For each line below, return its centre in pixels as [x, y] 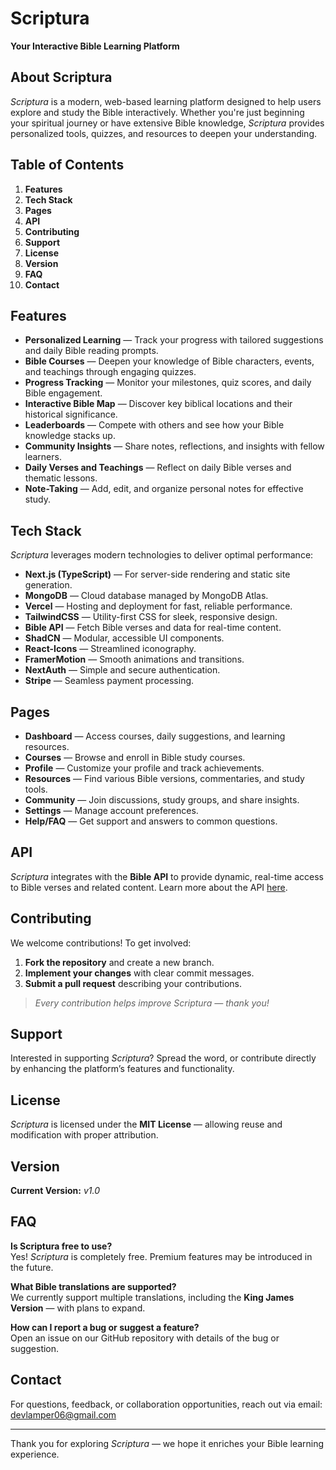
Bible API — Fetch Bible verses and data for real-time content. [153, 628]
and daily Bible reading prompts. [91, 351]
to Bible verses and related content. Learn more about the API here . [149, 887]
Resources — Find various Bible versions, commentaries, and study [164, 778]
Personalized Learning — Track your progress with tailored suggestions [174, 340]
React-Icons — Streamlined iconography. [110, 649]
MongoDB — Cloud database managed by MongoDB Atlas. [146, 596]
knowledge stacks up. [70, 436]
